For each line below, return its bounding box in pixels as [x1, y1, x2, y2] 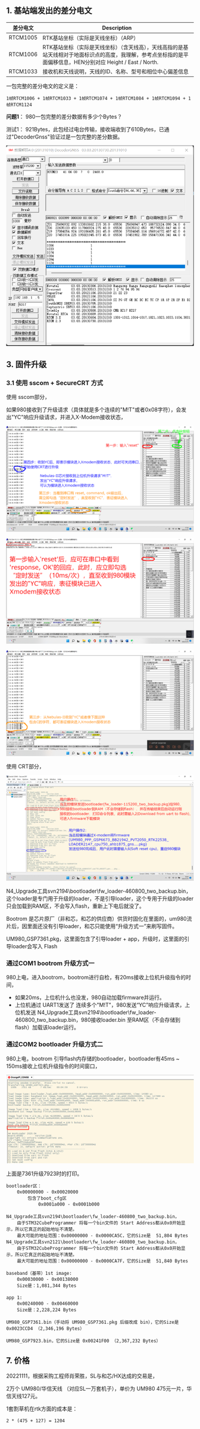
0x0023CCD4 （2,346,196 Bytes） [6, 1325, 85, 1332]
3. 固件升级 [6, 359, 47, 369]
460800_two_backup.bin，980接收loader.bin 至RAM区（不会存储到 [14, 1016, 180, 1024]
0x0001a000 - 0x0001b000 [37, 1201, 100, 1207]
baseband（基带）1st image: [6, 1270, 73, 1276]
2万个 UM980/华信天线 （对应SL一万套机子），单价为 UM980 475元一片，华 [6, 1385, 192, 1393]
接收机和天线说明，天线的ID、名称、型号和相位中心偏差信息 [42, 68, 189, 75]
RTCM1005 [8, 34, 37, 41]
